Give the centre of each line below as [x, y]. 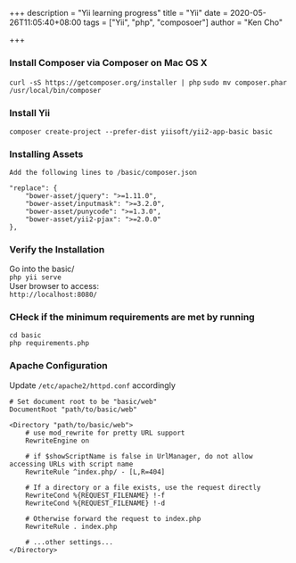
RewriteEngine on [58, 441]
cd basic [25, 335]
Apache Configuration [59, 366]
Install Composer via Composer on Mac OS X [108, 62]
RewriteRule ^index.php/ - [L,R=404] [95, 472]
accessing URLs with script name [71, 464]
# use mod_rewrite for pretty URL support [105, 433]
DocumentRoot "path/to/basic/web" [74, 410]
